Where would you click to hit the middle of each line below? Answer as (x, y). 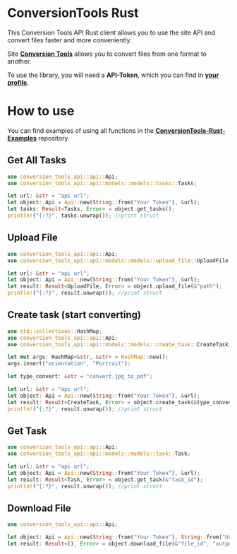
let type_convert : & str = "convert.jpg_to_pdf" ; (80, 377)
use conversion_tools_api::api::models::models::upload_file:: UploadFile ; (120, 260)
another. (19, 61)
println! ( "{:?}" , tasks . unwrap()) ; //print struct (83, 216)
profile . (18, 82)
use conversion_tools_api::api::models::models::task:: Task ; (99, 454)
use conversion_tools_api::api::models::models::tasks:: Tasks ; (102, 183)
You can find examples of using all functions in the (80, 130)
